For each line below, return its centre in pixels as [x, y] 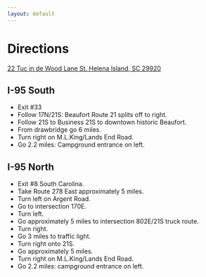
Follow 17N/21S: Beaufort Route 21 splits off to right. [92, 115]
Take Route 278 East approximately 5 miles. [81, 192]
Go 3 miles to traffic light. [54, 236]
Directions [38, 48]
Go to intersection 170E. [52, 207]
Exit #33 [30, 107]
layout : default [31, 14]
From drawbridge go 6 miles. [59, 130]
